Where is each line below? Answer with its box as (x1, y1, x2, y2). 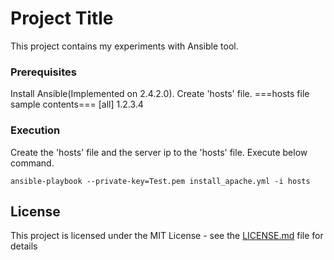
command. (10, 157, 55, 169)
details (10, 240, 38, 252)
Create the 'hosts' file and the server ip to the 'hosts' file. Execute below (10, 146, 308, 158)
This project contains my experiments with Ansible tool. (10, 40, 239, 52)
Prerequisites (10, 65, 77, 79)
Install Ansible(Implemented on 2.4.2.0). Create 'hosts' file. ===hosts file (10, 88, 310, 100)
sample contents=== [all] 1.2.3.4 (10, 98, 144, 111)
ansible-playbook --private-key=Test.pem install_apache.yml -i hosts (10, 176, 311, 186)
